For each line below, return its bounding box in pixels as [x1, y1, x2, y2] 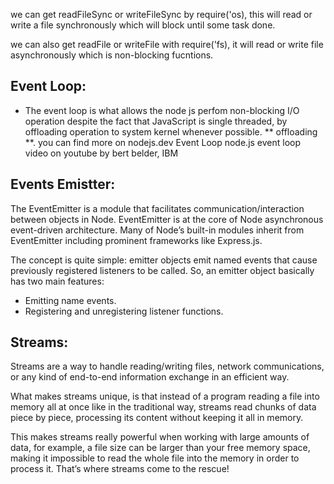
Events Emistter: [10, 176, 116, 193]
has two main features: [10, 275, 105, 287]
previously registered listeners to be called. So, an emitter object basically [10, 264, 315, 276]
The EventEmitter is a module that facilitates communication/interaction [10, 202, 305, 214]
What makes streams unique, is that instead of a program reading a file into [10, 390, 320, 403]
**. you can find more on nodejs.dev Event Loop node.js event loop [24, 136, 302, 148]
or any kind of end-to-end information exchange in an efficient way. [10, 371, 290, 383]
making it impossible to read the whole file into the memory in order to [10, 452, 300, 464]
